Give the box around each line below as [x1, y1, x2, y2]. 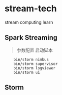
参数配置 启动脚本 [16, 47, 53, 53]
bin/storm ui [13, 70, 40, 75]
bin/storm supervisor [13, 61, 58, 66]
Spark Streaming [4, 33, 58, 42]
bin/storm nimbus [13, 57, 49, 62]
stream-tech [4, 3, 57, 14]
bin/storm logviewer [13, 65, 56, 70]
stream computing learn [4, 19, 53, 25]
